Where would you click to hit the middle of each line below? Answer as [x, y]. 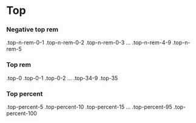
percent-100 [22, 113]
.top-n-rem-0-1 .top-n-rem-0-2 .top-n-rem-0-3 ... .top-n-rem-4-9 [89, 42]
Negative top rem [32, 30]
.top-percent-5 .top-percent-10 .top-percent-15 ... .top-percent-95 [90, 107]
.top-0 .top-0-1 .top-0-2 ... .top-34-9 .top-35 [62, 78]
